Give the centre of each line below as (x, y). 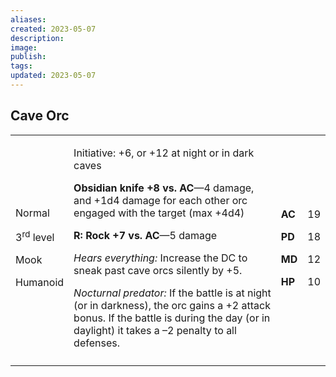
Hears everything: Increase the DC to (160, 258)
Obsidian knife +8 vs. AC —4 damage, (164, 188)
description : (37, 38)
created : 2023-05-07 (53, 29)
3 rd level (35, 237)
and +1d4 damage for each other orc (160, 200)
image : (24, 47)
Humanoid (40, 283)
